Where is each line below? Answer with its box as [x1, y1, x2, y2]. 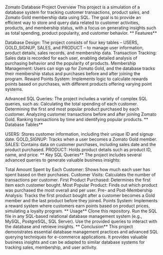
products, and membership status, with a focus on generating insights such [5, 25, 157, 31]
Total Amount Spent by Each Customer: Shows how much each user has [5, 167, 150, 172]
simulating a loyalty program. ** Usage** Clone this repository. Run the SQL [5, 208, 157, 214]
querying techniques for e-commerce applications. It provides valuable [5, 234, 147, 240]
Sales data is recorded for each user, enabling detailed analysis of [5, 55, 138, 61]
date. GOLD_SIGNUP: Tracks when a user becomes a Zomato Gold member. [5, 136, 157, 142]
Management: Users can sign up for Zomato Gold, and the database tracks [5, 65, 155, 71]
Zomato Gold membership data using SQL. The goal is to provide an [5, 15, 141, 20]
